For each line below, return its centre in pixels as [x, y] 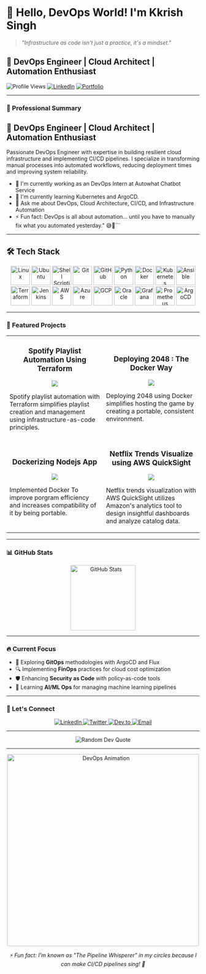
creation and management [47, 412]
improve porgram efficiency [49, 497]
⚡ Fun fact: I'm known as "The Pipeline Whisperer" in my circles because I [103, 956]
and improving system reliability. [47, 172]
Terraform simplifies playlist [49, 404]
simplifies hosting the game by [150, 404]
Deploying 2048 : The [151, 359]
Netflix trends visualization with [151, 490]
